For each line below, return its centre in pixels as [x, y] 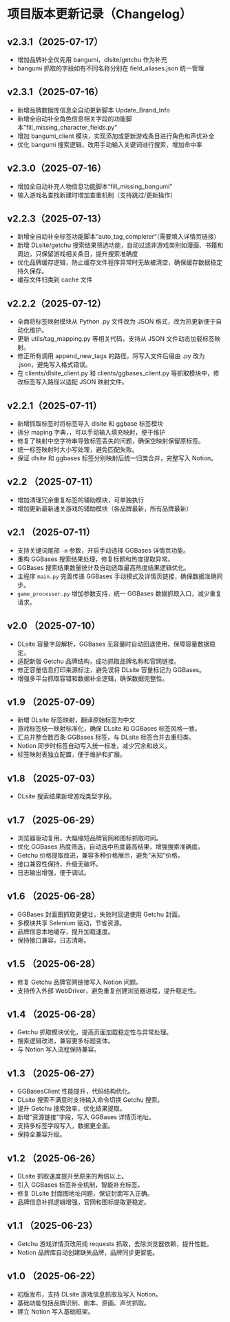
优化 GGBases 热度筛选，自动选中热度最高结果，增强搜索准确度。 [111, 847]
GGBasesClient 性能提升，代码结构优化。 [75, 1092]
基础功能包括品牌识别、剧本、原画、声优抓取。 [83, 1303]
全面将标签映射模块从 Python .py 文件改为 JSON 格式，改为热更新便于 [116, 322]
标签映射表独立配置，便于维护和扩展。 [71, 754]
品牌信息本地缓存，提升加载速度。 [65, 931]
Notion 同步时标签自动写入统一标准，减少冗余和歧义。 [94, 746]
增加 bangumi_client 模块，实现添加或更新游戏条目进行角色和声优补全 [116, 136]
